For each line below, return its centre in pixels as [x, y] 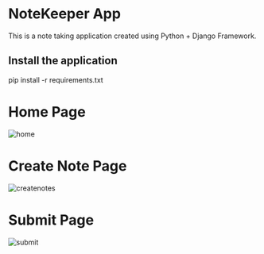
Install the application [63, 61]
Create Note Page [68, 165]
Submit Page [51, 220]
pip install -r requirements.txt [56, 79]
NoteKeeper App [65, 14]
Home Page [47, 112]
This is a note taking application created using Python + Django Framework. [132, 36]
